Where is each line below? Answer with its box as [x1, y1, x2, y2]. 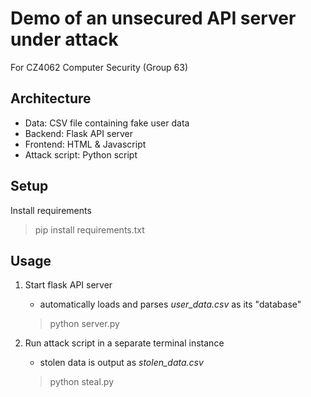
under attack [10, 28, 119, 51]
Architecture [10, 90, 92, 107]
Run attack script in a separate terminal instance [24, 337, 225, 349]
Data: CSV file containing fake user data [24, 117, 190, 129]
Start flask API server [24, 279, 113, 291]
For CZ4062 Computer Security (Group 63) [10, 61, 189, 73]
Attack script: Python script [24, 148, 138, 161]
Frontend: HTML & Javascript [24, 138, 147, 150]
